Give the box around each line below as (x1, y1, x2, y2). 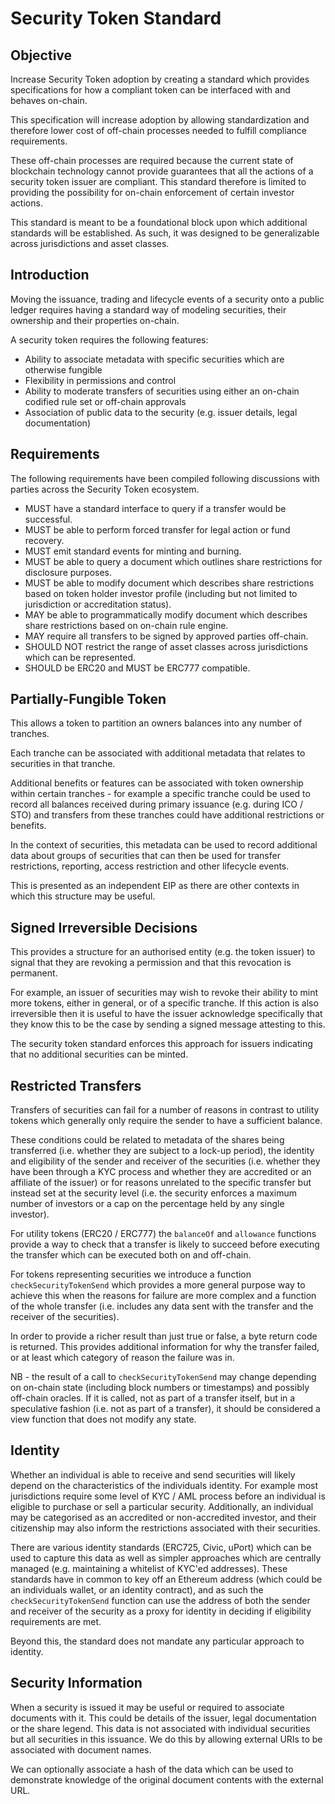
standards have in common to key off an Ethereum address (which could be (10, 1573, 323, 1585)
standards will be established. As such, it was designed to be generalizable (10, 227, 320, 239)
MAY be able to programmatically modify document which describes (24, 608, 308, 621)
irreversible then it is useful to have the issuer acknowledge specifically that (10, 1008, 323, 1020)
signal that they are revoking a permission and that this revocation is (10, 957, 292, 969)
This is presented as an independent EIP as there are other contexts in (10, 880, 300, 892)
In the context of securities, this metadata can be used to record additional (10, 839, 318, 851)
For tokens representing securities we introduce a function (10, 1268, 252, 1281)
